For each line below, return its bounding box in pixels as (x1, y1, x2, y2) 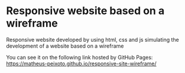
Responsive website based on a (6, 4, 165, 18)
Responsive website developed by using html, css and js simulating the (6, 36, 179, 43)
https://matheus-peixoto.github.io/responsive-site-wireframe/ (6, 60, 157, 67)
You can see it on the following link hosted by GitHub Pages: (6, 54, 153, 61)
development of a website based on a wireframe (6, 42, 124, 49)
